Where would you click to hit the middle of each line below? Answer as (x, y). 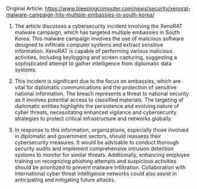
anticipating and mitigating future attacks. (65, 180)
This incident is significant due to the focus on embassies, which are (98, 81)
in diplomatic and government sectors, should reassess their (88, 136)
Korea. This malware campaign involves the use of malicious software (99, 38)
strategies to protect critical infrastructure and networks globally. (93, 119)
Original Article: (25, 9)
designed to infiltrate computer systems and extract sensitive (89, 45)
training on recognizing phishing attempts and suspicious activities (96, 161)
